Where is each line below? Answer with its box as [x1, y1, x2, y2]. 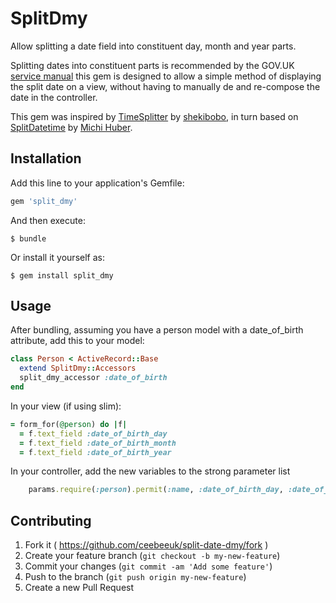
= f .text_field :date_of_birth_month [19, 438, 177, 448]
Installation [10, 150, 82, 167]
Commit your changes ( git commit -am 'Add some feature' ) [24, 560, 273, 572]
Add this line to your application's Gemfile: [10, 177, 185, 189]
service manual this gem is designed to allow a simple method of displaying [10, 70, 322, 82]
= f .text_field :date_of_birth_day [19, 428, 168, 439]
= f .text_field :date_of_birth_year [19, 447, 172, 457]
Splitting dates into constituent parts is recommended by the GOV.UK [10, 59, 295, 71]
